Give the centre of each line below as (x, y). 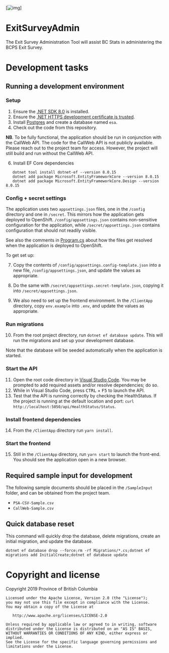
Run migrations (25, 324)
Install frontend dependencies (43, 419)
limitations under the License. (39, 646)
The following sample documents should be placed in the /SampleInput (79, 487)
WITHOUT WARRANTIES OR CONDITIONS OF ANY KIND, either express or (77, 633)
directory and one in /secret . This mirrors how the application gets (75, 214)
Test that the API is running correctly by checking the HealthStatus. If (85, 395)
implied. (15, 637)
